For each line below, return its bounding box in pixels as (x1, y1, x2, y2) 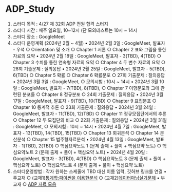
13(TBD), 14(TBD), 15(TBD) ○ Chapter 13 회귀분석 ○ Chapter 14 (25, 129, 159, 136)
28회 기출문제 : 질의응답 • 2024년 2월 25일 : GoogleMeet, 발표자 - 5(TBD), (12, 65, 166, 72)
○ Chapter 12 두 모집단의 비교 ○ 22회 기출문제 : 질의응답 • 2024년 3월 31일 (12, 117, 167, 123)
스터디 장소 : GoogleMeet (12, 33, 65, 40)
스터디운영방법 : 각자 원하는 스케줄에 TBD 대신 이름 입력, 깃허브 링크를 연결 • (12, 168, 167, 175)
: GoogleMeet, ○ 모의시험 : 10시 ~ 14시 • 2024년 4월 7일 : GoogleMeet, (12, 123, 161, 129)
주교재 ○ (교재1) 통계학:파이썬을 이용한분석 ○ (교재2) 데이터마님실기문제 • (12, 175, 160, 181)
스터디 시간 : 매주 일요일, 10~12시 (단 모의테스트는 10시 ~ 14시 (12, 27, 138, 33)
